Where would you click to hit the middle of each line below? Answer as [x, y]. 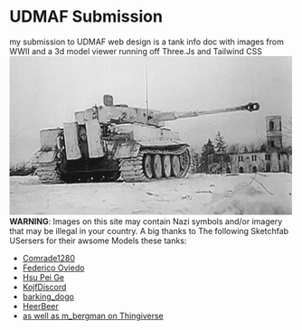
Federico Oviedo [53, 268]
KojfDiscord [44, 288]
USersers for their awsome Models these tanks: [98, 240]
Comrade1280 [48, 259]
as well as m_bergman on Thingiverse [93, 316]
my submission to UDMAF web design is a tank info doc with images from [147, 42]
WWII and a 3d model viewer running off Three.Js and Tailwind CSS [136, 51]
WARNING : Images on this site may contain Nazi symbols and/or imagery [146, 222]
